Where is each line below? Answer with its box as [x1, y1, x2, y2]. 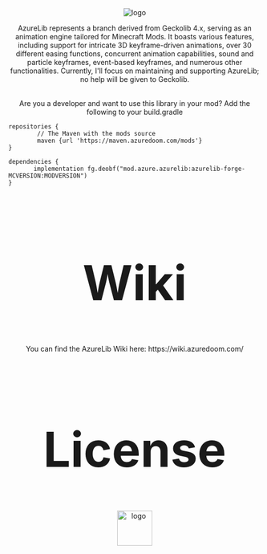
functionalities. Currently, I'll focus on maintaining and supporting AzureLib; [10, 66, 260, 75]
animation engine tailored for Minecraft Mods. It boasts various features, [14, 32, 255, 41]
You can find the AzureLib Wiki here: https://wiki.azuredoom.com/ [26, 344, 244, 353]
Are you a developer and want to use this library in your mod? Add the [18, 99, 251, 108]
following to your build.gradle [86, 108, 184, 116]
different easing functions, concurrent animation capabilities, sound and [15, 49, 254, 59]
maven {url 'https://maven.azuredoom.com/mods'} [37, 136, 203, 145]
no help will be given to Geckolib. [79, 75, 190, 84]
